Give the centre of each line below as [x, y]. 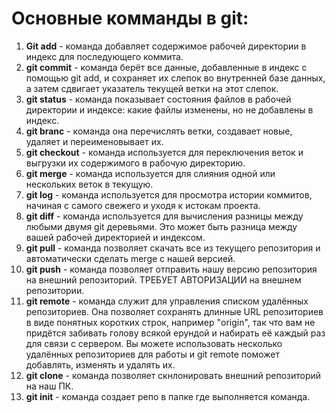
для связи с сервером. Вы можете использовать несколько [154, 343]
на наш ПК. [49, 386]
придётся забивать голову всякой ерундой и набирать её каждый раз [175, 333]
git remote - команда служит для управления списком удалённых [167, 301]
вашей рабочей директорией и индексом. [115, 237]
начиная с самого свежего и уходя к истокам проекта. [143, 205]
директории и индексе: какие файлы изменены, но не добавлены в [169, 109]
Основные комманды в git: [130, 18]
